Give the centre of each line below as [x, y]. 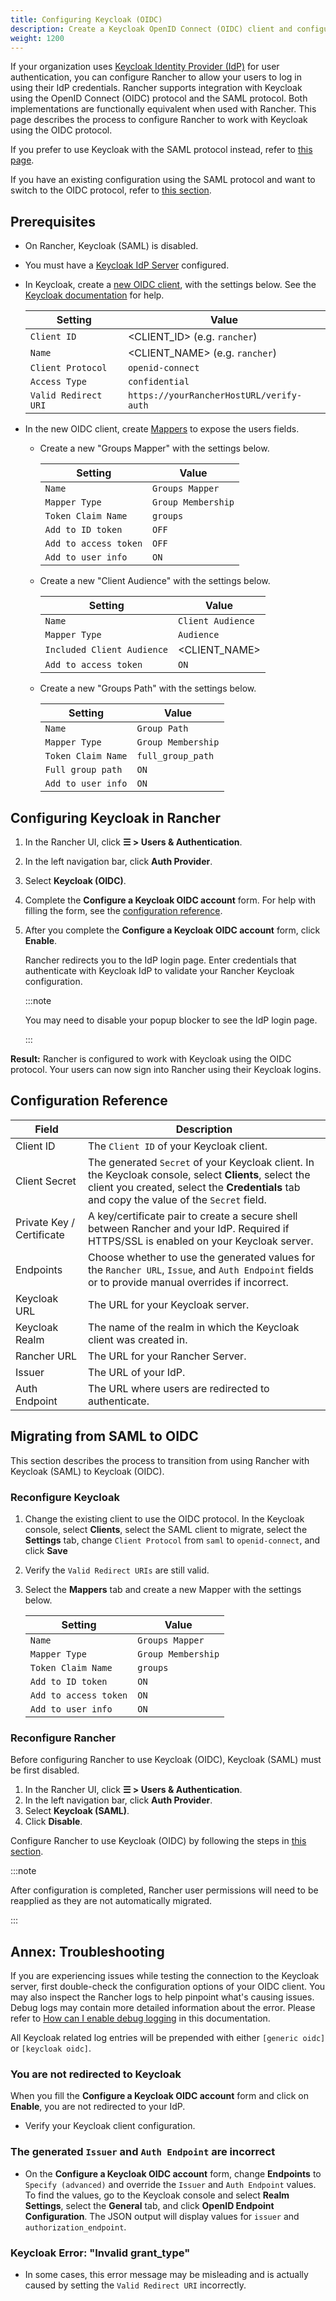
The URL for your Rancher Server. [167, 1356]
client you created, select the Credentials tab [194, 1187]
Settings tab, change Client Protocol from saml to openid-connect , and [172, 1540]
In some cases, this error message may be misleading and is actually [166, 2274]
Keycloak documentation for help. [94, 295]
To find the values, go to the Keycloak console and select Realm [157, 2195]
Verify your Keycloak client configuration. [110, 2126]
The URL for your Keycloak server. [168, 1304]
